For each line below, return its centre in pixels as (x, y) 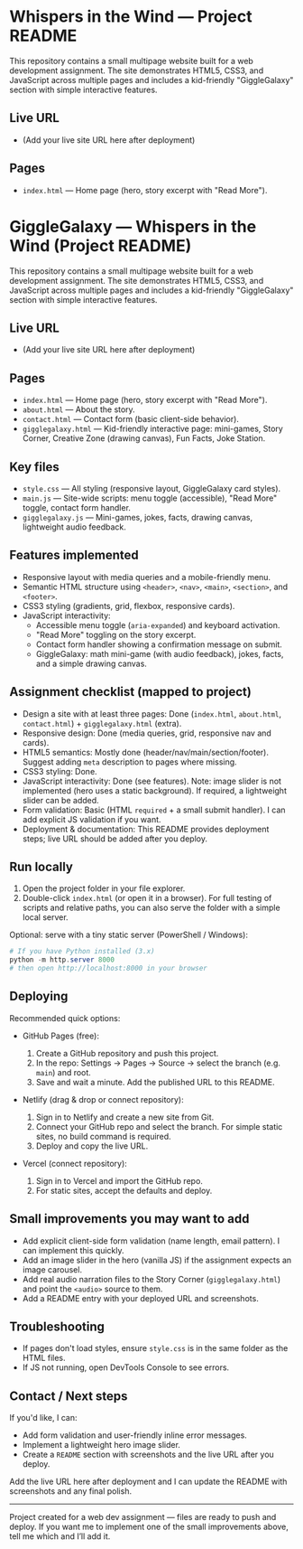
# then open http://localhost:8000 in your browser (108, 969)
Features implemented (74, 555)
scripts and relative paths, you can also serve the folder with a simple (151, 908)
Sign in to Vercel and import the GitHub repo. (119, 1180)
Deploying (39, 996)
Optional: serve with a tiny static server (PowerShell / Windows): (129, 935)
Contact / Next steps (69, 1396)
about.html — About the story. (78, 409)
